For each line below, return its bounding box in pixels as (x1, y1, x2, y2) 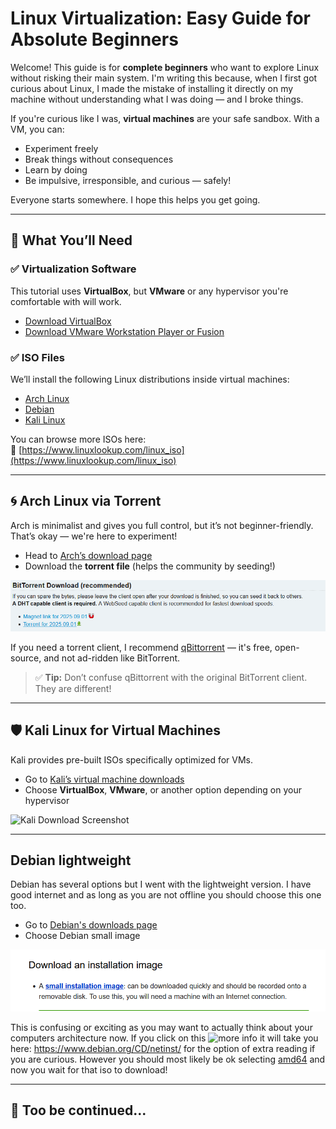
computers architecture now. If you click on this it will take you (10, 1032, 319, 1044)
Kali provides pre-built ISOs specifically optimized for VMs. (10, 753, 254, 766)
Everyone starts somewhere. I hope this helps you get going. (10, 193, 261, 206)
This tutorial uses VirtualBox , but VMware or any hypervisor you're (10, 285, 289, 297)
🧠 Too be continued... (10, 1102, 147, 1119)
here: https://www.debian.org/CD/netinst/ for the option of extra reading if (10, 1043, 316, 1055)
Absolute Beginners (10, 28, 179, 51)
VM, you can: (10, 123, 65, 135)
